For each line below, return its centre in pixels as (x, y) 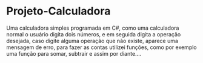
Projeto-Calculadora (58, 11)
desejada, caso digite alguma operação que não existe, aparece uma (92, 41)
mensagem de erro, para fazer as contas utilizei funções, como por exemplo (101, 47)
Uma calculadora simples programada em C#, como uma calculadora (93, 28)
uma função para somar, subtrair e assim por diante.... (74, 53)
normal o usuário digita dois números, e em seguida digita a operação (94, 34)
